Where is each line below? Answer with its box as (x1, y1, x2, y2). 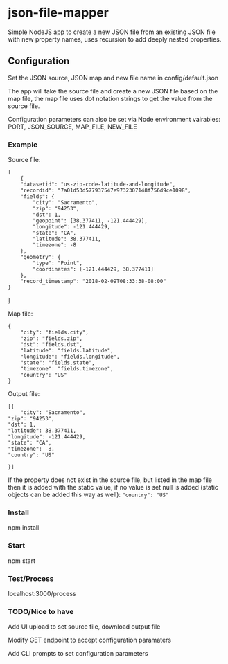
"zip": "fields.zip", (20, 335, 82, 342)
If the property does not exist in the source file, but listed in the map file (8, 476, 212, 484)
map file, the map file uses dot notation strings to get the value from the (8, 94, 213, 102)
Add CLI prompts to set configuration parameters (8, 649, 148, 658)
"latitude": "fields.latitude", (20, 348, 114, 355)
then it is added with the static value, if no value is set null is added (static (8, 483, 219, 492)
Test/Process (8, 573, 54, 583)
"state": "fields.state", (20, 359, 96, 366)
